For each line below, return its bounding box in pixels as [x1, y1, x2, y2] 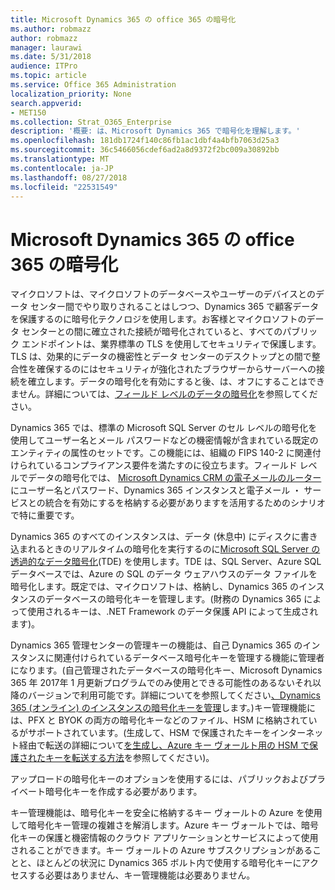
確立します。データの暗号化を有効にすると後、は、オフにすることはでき [27, 376, 325, 388]
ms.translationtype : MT [10, 154, 110, 164]
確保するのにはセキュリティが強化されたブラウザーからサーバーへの [36, 363, 317, 375]
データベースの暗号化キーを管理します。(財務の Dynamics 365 [44, 593, 302, 605]
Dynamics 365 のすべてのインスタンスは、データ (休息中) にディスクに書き [10, 531, 318, 543]
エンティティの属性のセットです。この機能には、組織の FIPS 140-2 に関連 [10, 447, 313, 459]
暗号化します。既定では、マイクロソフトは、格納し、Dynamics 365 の [10, 581, 299, 593]
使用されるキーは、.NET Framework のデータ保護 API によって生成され [27, 606, 319, 618]
